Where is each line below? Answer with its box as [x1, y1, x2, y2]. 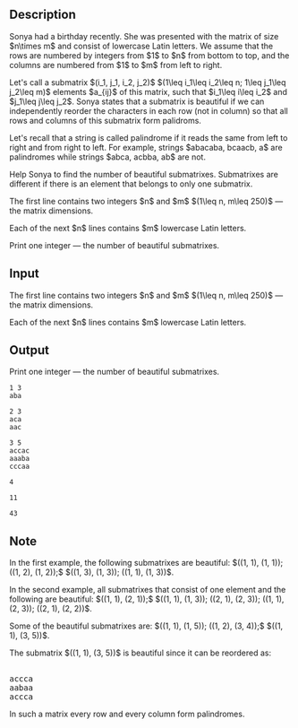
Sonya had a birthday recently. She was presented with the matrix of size [9, 30, 279, 41]
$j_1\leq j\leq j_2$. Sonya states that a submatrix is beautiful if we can [9, 96, 265, 107]
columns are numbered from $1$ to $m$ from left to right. [9, 59, 223, 70]
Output [9, 342, 49, 358]
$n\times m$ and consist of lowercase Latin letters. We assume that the [9, 40, 274, 51]
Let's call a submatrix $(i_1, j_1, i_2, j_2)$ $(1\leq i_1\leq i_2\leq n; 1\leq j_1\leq [9, 76, 286, 88]
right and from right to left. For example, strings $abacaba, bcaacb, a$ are [9, 142, 284, 152]
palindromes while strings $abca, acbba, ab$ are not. [9, 152, 206, 162]
